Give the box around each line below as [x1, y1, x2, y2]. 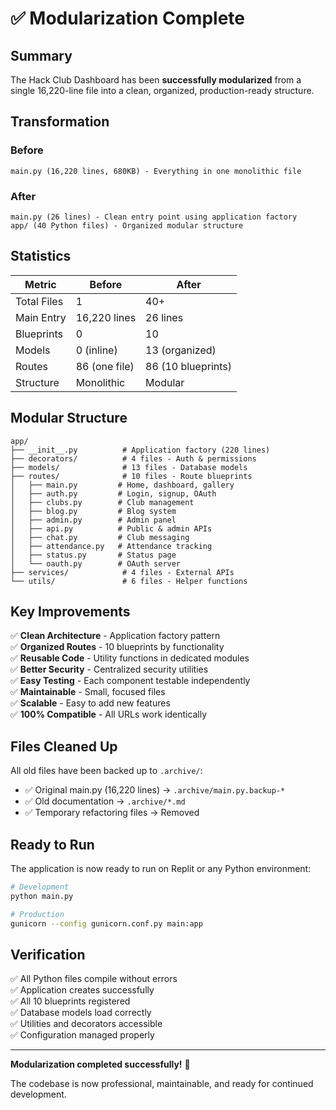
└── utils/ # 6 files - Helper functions [10, 576, 248, 586]
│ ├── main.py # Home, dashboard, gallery [10, 480, 235, 490]
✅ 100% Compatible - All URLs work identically [10, 708, 208, 721]
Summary [10, 47, 73, 64]
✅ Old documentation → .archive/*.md [24, 795, 186, 807]
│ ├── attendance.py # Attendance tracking [10, 541, 213, 551]
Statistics [10, 248, 72, 265]
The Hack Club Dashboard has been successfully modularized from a [10, 74, 302, 86]
